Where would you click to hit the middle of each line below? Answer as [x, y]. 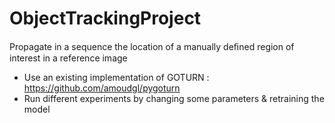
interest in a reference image [68, 58]
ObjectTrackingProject [105, 18]
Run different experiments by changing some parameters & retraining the [174, 98]
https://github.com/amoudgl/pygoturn [102, 88]
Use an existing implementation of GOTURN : [116, 77]
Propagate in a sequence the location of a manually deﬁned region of [152, 46]
